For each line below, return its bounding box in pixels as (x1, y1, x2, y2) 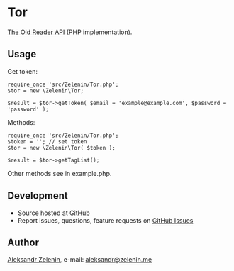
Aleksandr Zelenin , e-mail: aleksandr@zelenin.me (7, 255, 152, 264)
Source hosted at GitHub (17, 209, 90, 217)
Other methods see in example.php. (7, 169, 112, 177)
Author (7, 236, 39, 248)
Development (7, 189, 69, 202)
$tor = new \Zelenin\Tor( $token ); (7, 144, 116, 151)
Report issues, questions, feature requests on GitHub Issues (17, 216, 194, 224)
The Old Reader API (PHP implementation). (7, 28, 133, 36)
